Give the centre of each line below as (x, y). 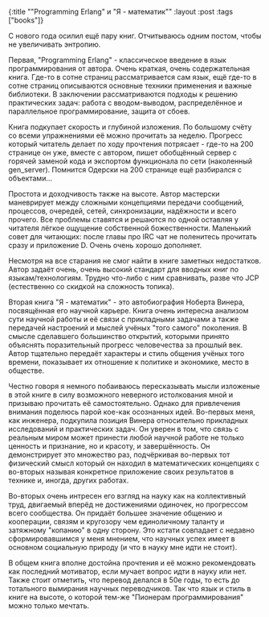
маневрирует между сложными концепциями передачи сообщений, (126, 202)
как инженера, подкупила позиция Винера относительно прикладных (128, 420)
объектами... (31, 178)
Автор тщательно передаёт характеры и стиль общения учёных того (126, 353)
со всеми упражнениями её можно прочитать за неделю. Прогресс (126, 135)
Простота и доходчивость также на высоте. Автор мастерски (114, 194)
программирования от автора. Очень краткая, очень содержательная (129, 68)
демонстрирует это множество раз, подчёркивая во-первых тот (119, 455)
